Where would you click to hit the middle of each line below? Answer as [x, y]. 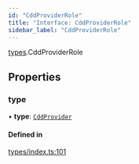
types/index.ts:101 [37, 152]
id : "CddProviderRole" [45, 15]
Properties [35, 77]
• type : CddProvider [40, 117]
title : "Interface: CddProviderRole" [70, 23]
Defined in [26, 134]
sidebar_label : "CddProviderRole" [65, 30]
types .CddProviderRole [46, 53]
